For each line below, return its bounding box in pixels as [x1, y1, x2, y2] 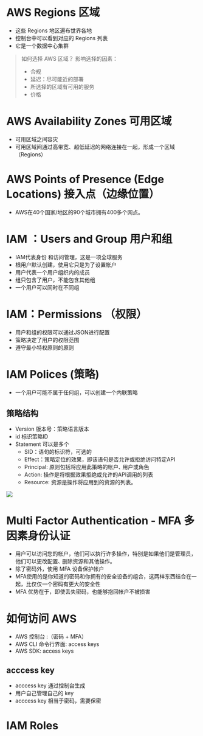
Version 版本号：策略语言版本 [15, 425, 89, 432]
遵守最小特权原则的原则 [15, 344, 74, 351]
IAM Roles [6, 719, 59, 733]
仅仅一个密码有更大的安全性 [31, 580, 101, 588]
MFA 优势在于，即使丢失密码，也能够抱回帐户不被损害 [15, 588, 151, 595]
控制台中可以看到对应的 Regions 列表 [15, 34, 108, 41]
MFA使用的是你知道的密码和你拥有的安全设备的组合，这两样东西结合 [15, 573, 187, 580]
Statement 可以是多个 [15, 440, 70, 448]
